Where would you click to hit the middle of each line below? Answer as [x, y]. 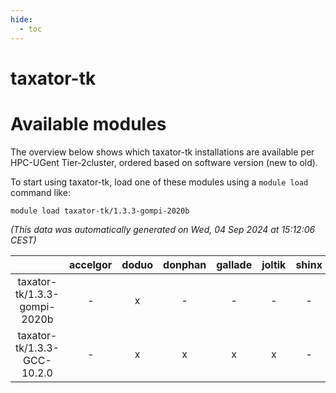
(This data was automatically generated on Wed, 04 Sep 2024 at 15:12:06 [163, 229]
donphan [185, 264]
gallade [234, 264]
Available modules [88, 123]
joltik [274, 264]
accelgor [90, 264]
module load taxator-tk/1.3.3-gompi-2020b [100, 211]
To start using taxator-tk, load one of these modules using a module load [159, 182]
